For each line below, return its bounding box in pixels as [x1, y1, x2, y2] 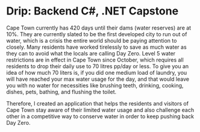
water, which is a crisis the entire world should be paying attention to [6, 37, 177, 44]
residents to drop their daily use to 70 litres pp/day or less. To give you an [6, 62, 189, 70]
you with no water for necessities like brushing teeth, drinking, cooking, [6, 81, 184, 89]
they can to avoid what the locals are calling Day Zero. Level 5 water [6, 49, 176, 57]
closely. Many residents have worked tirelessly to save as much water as [6, 43, 187, 51]
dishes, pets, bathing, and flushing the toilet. [6, 88, 117, 95]
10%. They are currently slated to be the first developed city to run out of [6, 30, 187, 37]
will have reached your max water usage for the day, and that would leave [6, 75, 190, 83]
